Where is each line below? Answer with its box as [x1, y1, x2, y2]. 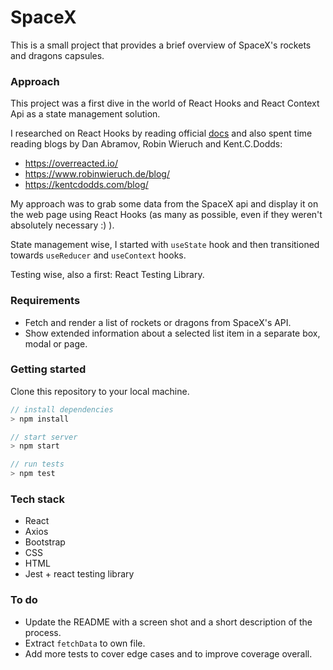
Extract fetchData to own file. [24, 637, 146, 649]
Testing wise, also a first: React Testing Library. [10, 269, 205, 281]
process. [24, 626, 62, 638]
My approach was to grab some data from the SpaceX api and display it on [10, 198, 319, 210]
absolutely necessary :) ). [10, 219, 115, 231]
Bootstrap [24, 536, 66, 548]
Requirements [10, 294, 81, 308]
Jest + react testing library [24, 568, 135, 580]
